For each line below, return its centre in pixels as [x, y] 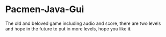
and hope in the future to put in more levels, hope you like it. [68, 28]
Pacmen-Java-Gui [45, 9]
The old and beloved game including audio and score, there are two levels [83, 23]
